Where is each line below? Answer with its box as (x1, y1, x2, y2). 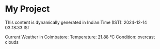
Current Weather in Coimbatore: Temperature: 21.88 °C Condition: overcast (5, 34, 155, 40)
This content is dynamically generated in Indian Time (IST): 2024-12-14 (5, 19, 147, 25)
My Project (5, 3, 50, 15)
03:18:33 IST (5, 24, 31, 30)
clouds (5, 39, 19, 45)
